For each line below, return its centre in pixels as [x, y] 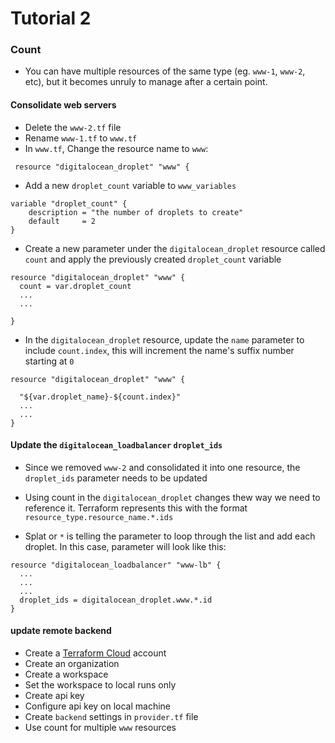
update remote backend [61, 631]
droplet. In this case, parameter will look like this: [125, 546]
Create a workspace [66, 674]
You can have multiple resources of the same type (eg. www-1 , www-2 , [165, 71]
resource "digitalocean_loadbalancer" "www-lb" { [116, 565]
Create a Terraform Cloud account [95, 653]
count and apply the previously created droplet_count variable [153, 259]
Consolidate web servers [63, 105]
